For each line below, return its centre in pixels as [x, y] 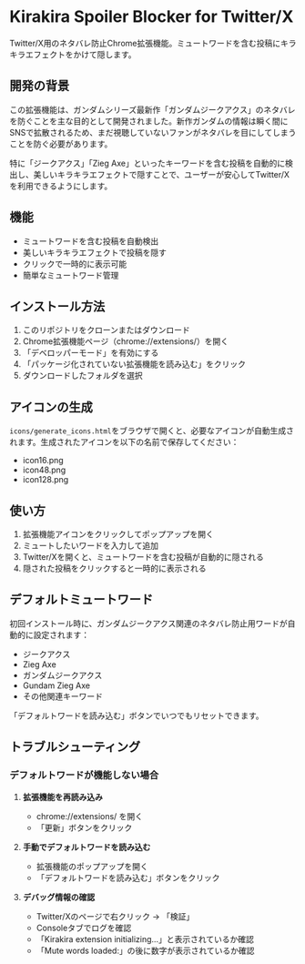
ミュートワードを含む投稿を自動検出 [91, 241]
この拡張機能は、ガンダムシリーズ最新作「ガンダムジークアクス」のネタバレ [152, 109]
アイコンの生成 [51, 407]
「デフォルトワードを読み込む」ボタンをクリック [128, 878]
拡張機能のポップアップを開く [92, 866]
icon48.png [44, 470]
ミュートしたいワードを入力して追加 [91, 545]
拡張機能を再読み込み [62, 797]
